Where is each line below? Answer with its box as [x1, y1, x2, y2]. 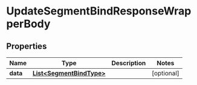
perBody [6, 17, 51, 31]
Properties [6, 41, 47, 51]
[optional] [151, 69, 179, 77]
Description [111, 59, 146, 67]
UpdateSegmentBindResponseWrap [6, 4, 192, 18]
